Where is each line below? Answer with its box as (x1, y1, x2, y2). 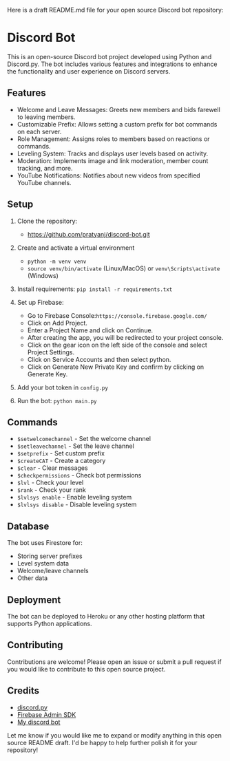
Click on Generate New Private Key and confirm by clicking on (27, 363, 205, 371)
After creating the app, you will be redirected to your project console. (27, 333, 224, 341)
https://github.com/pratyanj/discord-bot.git (27, 230, 150, 238)
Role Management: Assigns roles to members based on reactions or (17, 134, 210, 143)
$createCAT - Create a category (17, 457, 106, 465)
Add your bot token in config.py (17, 383, 109, 392)
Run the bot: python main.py (17, 396, 98, 405)
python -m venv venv (27, 258, 87, 265)
